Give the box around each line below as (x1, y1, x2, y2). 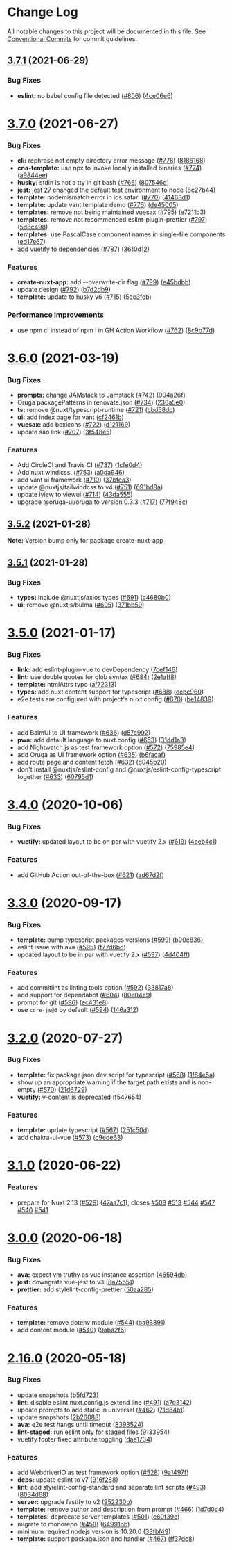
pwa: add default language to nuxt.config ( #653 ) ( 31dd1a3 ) (17, 735, 187, 744)
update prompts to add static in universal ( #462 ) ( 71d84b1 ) (17, 1405, 186, 1414)
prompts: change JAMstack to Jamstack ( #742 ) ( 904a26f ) (17, 391, 186, 400)
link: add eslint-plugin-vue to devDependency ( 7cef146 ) (17, 665, 178, 674)
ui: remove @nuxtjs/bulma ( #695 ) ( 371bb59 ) (17, 601, 145, 609)
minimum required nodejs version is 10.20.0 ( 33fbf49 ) (17, 1527, 171, 1536)
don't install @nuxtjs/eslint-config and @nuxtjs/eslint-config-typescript (17, 765, 222, 774)
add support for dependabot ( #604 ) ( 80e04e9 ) (17, 991, 152, 1000)
